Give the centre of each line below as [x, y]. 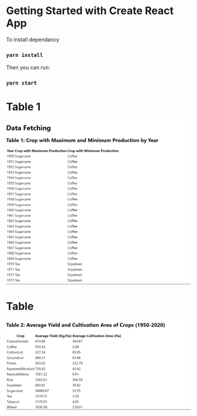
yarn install [25, 55]
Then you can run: [28, 67]
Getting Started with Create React [90, 11]
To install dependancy [33, 39]
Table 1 [23, 107]
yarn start [21, 83]
